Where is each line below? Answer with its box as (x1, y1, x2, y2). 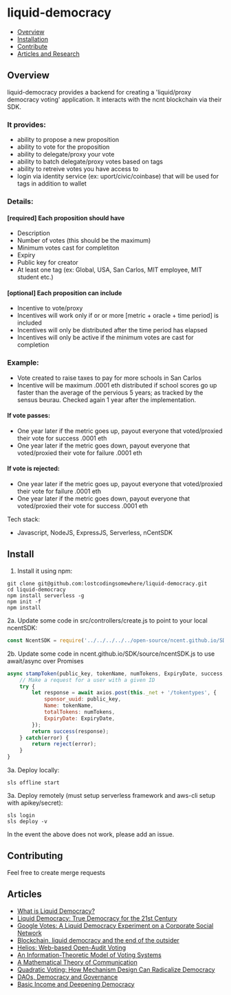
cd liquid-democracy (7, 586, 67, 593)
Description (16, 229, 50, 237)
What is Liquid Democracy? (16, 907, 95, 915)
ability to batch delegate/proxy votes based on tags (16, 157, 164, 166)
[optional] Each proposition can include (7, 288, 122, 297)
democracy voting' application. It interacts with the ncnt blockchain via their (7, 95, 222, 103)
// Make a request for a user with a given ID (19, 676, 155, 683)
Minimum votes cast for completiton (16, 243, 120, 252)
